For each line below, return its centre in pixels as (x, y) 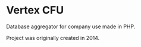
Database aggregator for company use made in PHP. (71, 26)
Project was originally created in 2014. (53, 38)
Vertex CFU (35, 10)
